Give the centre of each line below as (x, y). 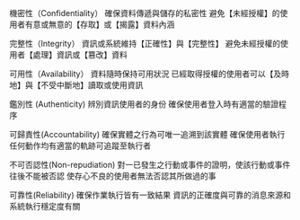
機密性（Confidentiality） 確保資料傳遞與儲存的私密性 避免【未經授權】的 (145, 13)
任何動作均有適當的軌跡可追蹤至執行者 (80, 145)
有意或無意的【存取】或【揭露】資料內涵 (100, 24)
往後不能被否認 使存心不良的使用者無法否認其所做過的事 (113, 176)
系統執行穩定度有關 (45, 206)
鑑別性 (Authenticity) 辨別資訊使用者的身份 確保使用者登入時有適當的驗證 (144, 104)
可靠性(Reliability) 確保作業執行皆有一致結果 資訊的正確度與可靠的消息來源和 (150, 195)
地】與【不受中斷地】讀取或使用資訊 (76, 85)
